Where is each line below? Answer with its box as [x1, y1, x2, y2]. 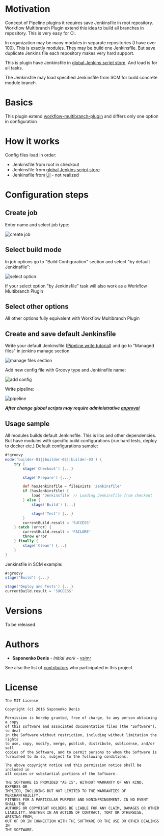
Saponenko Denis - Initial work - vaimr [12, 655, 92, 661]
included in [5, 767, 29, 772]
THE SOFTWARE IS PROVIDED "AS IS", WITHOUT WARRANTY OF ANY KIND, [5, 780, 144, 785]
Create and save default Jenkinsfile [5, 330, 116, 338]
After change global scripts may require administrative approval [5, 405, 140, 411]
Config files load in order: [5, 152, 56, 158]
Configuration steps [5, 189, 89, 200]
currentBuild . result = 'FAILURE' [23, 529, 91, 534]
